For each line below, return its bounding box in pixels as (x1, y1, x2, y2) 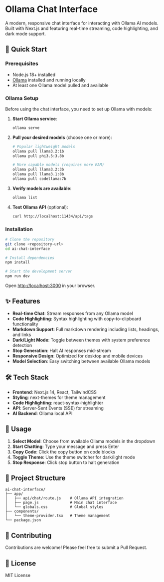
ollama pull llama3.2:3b (12, 167, 64, 172)
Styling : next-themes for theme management (12, 394, 106, 400)
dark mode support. (5, 30, 46, 36)
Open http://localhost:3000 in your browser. (5, 282, 96, 288)
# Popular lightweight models (12, 144, 76, 149)
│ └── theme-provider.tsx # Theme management (5, 513, 111, 518)
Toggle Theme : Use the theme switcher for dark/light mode (12, 454, 136, 460)
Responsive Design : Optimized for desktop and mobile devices (12, 352, 143, 358)
